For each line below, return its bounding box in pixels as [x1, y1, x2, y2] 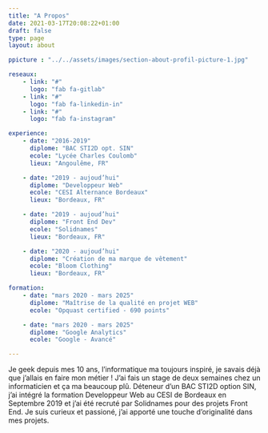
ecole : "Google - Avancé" [29, 335, 116, 344]
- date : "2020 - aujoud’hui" [22, 247, 120, 255]
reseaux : [8, 70, 38, 78]
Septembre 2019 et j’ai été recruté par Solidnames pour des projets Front [8, 399, 248, 408]
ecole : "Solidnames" [29, 225, 98, 233]
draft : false [8, 26, 52, 34]
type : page [8, 34, 45, 42]
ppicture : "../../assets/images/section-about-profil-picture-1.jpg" [8, 56, 249, 64]
